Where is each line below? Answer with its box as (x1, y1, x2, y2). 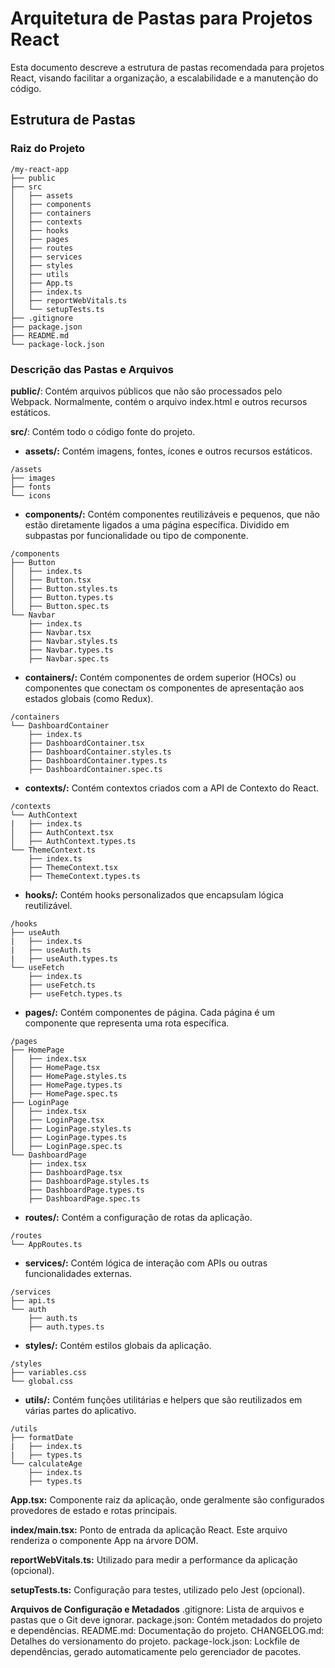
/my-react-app (10, 164, 70, 174)
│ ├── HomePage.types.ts (10, 1080, 123, 1090)
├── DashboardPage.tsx (28, 1167, 123, 1177)
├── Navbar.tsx (28, 627, 92, 637)
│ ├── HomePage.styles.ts (10, 1071, 128, 1081)
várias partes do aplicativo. (24, 1404, 137, 1416)
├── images (10, 473, 56, 483)
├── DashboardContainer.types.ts (28, 755, 168, 766)
